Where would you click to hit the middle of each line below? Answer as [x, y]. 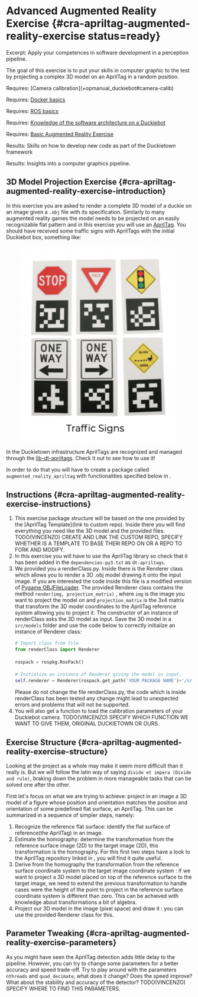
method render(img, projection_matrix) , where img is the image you [100, 594]
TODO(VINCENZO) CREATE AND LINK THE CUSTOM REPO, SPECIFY [99, 537]
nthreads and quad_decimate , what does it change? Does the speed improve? [99, 976]
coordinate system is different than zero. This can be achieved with [97, 896]
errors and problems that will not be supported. [72, 705]
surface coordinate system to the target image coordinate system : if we [103, 871]
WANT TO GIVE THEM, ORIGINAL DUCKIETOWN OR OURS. [87, 724]
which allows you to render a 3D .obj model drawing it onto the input [98, 575]
